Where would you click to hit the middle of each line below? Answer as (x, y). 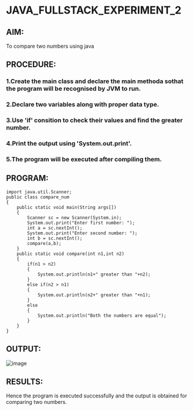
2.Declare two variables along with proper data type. (83, 105)
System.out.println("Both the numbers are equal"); (102, 316)
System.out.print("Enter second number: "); (82, 233)
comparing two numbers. (37, 402)
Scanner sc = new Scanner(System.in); (75, 218)
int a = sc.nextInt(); (55, 228)
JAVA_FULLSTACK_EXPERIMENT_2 (94, 10)
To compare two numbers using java (50, 46)
